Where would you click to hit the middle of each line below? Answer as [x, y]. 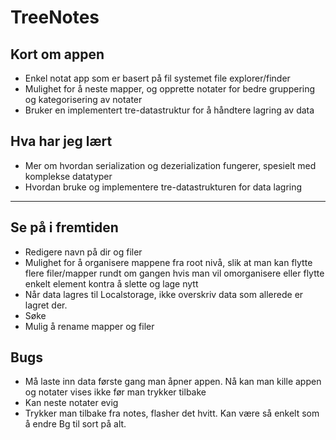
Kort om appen [57, 54]
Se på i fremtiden [64, 227]
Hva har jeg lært [61, 141]
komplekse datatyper [68, 176]
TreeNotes [55, 17]
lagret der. [46, 305]
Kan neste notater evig [71, 403]
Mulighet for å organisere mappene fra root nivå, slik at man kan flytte [168, 262]
